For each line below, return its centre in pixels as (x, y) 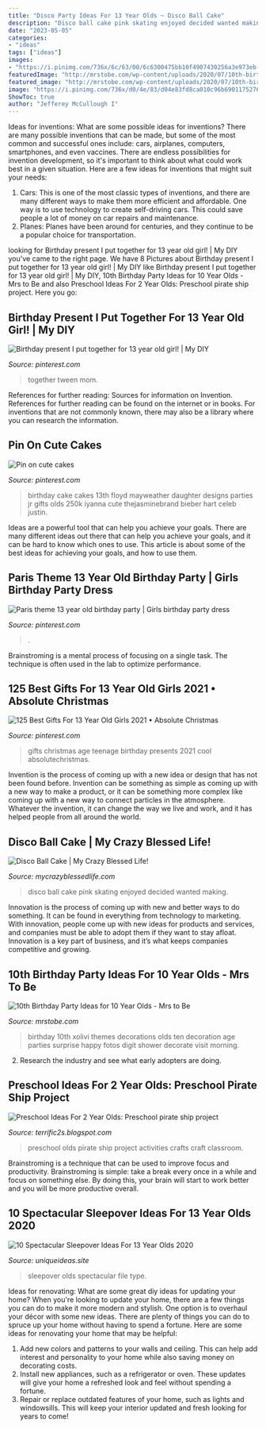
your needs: (28, 177)
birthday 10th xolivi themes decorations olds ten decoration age (131, 1036)
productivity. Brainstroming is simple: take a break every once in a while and (133, 1171)
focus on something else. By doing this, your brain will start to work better (129, 1180)
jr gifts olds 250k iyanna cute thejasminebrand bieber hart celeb (132, 503)
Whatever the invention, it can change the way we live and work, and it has (130, 809)
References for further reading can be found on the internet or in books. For (132, 403)
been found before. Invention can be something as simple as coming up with (133, 784)
